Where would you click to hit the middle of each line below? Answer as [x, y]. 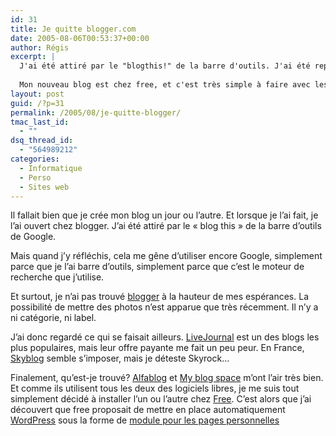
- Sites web [44, 187]
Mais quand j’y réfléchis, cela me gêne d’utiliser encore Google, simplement [166, 256]
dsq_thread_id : [42, 141]
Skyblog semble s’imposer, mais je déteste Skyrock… [120, 358]
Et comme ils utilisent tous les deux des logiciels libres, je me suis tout [155, 388]
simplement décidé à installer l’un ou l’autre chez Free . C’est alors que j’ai [161, 399]
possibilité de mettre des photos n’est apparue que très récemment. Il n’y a [164, 307]
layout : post [37, 94]
